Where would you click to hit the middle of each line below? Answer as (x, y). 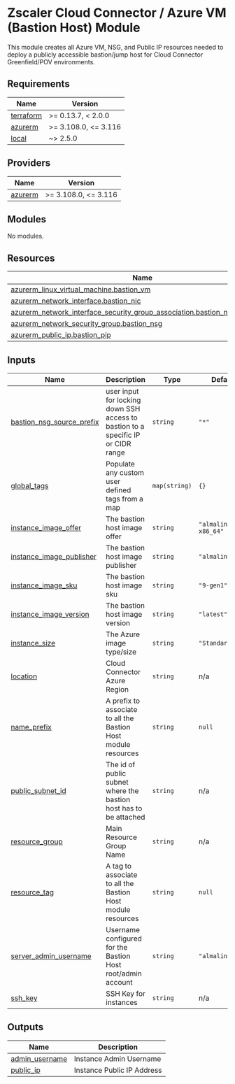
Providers (29, 163)
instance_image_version (50, 614)
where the (122, 791)
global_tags (30, 486)
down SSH (123, 409)
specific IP (123, 435)
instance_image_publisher (54, 556)
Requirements (38, 84)
